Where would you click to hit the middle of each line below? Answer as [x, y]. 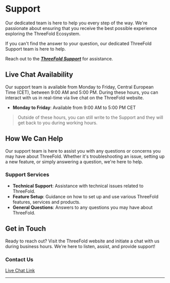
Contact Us [19, 259]
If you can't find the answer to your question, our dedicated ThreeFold [78, 43]
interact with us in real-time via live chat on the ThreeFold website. [75, 97]
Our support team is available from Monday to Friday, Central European [79, 87]
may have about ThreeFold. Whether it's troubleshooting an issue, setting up [85, 156]
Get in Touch [26, 229]
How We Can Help [34, 139]
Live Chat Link [20, 270]
